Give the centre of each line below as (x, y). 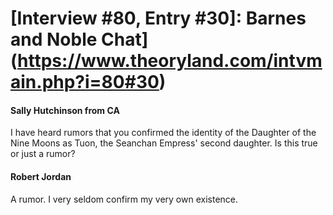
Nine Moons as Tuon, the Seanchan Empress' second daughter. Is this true (164, 143)
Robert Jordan (41, 176)
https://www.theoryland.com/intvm (170, 61)
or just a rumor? (43, 154)
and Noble (54, 39)
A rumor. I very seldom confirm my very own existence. (124, 199)
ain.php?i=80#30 (85, 82)
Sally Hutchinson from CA (65, 110)
